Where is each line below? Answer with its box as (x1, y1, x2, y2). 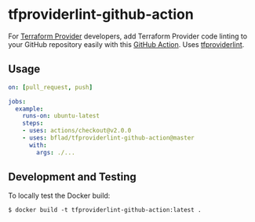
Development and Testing (8, 170, 137, 184)
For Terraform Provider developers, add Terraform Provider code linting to (8, 31, 248, 41)
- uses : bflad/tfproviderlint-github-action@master (22, 134, 195, 142)
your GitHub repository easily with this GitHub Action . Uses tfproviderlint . (8, 39, 245, 49)
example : (15, 104, 44, 113)
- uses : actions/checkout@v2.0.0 (22, 127, 132, 135)
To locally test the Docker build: (8, 191, 111, 201)
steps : (22, 119, 44, 127)
